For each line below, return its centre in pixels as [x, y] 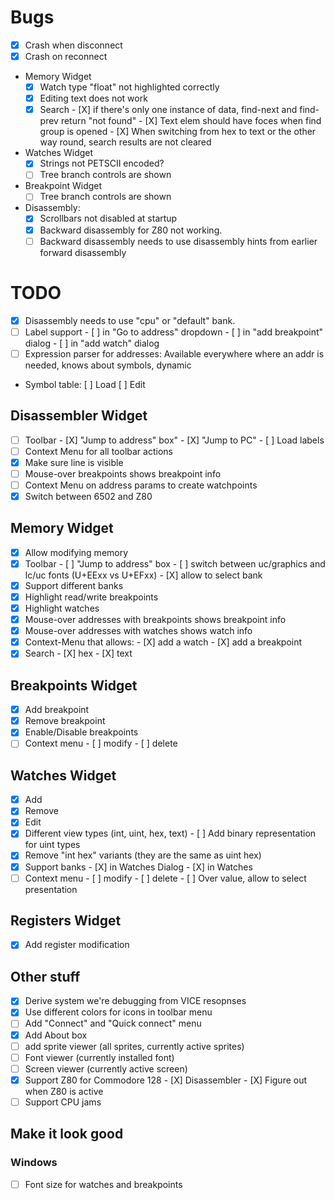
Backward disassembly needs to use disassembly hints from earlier [178, 241]
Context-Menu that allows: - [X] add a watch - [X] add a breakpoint [163, 642]
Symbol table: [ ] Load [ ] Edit [85, 384]
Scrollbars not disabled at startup [108, 218]
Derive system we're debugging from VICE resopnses [135, 1001]
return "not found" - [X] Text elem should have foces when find [191, 121]
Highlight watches [62, 608]
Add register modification [77, 945]
